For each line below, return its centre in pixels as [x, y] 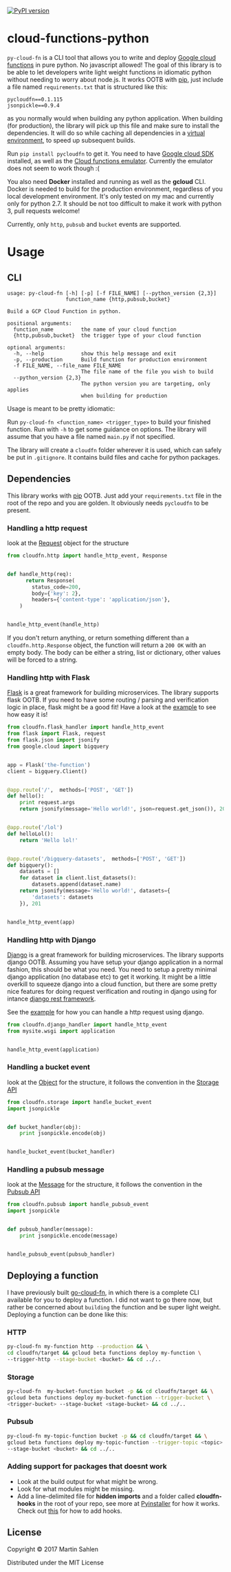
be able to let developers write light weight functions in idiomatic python [109, 72]
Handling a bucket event [49, 1067]
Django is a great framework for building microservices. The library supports [115, 955]
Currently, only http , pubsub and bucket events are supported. [94, 224]
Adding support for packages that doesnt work [87, 1467]
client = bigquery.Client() [47, 771]
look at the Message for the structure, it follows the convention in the [105, 1185]
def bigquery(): [30, 865]
